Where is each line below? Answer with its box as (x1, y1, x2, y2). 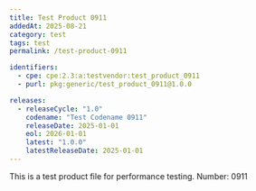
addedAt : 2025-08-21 (9, 22, 88, 31)
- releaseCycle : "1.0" (17, 105, 103, 114)
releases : (9, 95, 47, 105)
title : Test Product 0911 (9, 13, 107, 23)
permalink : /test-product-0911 (9, 47, 128, 56)
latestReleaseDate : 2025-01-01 (25, 146, 144, 156)
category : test (9, 30, 67, 39)
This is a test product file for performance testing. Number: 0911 (9, 170, 249, 181)
